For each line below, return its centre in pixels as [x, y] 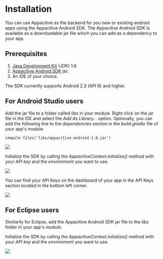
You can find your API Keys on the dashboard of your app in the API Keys [79, 180]
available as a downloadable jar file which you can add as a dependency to [81, 33]
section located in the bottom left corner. [46, 185]
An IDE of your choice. [35, 76]
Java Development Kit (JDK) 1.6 [44, 65]
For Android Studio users [44, 101]
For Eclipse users [32, 210]
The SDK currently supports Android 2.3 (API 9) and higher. [65, 86]
